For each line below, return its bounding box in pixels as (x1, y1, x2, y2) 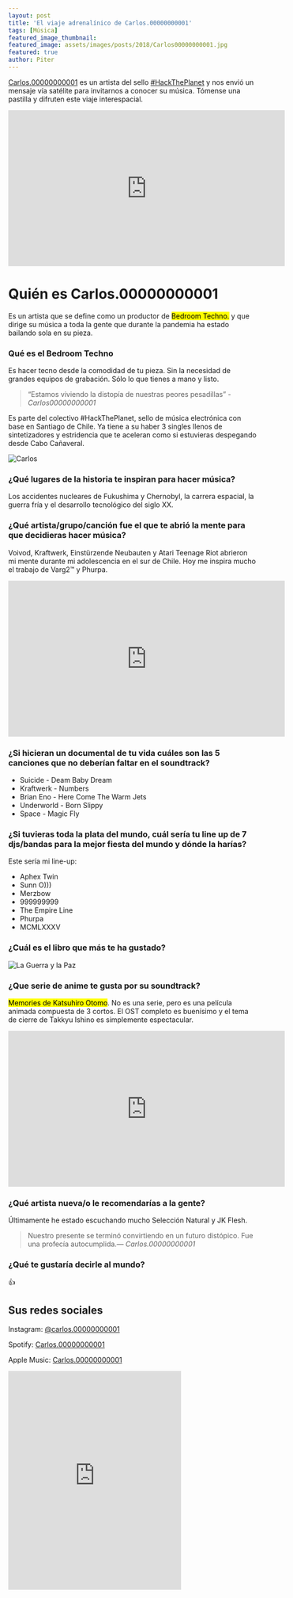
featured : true (8, 48, 58, 56)
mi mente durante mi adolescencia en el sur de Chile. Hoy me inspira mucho (8, 556, 257, 566)
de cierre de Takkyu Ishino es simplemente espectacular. (8, 1015, 193, 1024)
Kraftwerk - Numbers (19, 784, 89, 793)
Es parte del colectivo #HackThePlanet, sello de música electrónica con (8, 414, 242, 423)
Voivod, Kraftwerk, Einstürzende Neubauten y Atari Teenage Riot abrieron (8, 547, 248, 557)
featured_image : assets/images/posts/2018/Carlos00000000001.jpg (8, 41, 227, 49)
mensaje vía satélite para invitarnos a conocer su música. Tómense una (8, 86, 241, 95)
